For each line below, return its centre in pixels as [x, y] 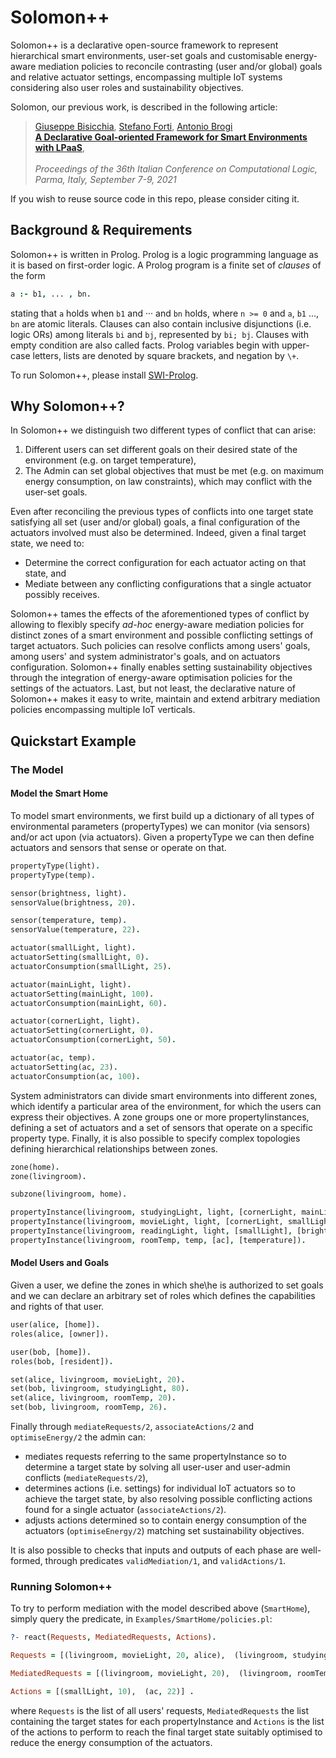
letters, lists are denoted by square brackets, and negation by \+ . [166, 355]
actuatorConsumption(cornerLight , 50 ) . [93, 1040]
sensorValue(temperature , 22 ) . [75, 930]
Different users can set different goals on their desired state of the [161, 450]
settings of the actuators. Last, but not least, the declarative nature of [153, 688]
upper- [295, 345]
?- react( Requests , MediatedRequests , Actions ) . [113, 1637]
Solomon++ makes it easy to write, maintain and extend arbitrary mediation [165, 699]
